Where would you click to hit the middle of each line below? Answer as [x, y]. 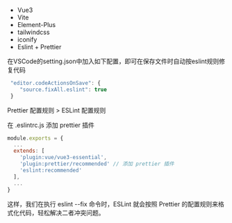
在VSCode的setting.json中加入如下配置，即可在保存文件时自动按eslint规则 [113, 61]
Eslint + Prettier [39, 47]
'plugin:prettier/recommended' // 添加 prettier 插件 [97, 164]
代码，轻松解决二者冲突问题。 [62, 213]
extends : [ [29, 151]
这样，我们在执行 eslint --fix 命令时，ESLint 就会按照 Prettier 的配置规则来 [113, 204]
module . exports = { [35, 138]
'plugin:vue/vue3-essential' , [64, 158]
